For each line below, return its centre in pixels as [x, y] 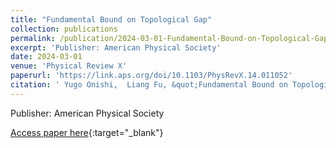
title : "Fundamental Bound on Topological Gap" [111, 19]
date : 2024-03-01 [46, 57]
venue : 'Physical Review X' [69, 66]
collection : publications [64, 29]
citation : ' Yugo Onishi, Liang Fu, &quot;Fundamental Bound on [149, 85]
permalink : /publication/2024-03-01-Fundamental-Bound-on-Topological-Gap [169, 38]
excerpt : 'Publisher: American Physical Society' [116, 47]
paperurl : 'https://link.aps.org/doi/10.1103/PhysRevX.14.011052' [151, 76]
